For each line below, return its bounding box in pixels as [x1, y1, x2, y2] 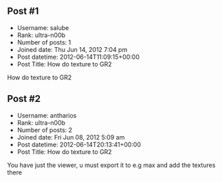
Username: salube [16, 23, 69, 31]
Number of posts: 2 [16, 126, 73, 134]
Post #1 [7, 5, 39, 17]
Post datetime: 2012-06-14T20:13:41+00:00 [16, 140, 142, 148]
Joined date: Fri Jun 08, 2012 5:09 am [16, 133, 125, 141]
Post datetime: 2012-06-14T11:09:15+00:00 [16, 53, 140, 61]
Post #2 [7, 93, 41, 105]
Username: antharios [16, 111, 77, 119]
